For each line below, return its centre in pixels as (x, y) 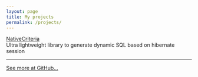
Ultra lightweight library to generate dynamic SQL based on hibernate (90, 45)
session (16, 51)
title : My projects (30, 17)
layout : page (22, 11)
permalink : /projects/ (34, 22)
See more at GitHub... (32, 68)
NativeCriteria (23, 39)
